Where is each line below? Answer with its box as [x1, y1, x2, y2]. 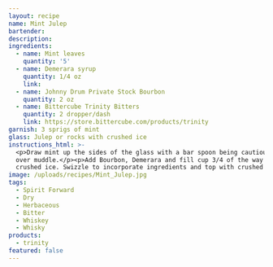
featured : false [8, 247, 63, 255]
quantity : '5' [23, 58, 71, 66]
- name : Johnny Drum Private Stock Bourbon [15, 87, 165, 96]
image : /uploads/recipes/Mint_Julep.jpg [8, 171, 148, 179]
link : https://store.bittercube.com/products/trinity [23, 118, 209, 126]
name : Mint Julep [8, 20, 67, 28]
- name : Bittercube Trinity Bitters [15, 103, 140, 111]
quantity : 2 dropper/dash [23, 111, 111, 119]
